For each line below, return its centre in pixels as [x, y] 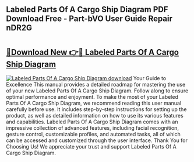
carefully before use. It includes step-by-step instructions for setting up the [96, 109]
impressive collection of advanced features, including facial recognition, [93, 128]
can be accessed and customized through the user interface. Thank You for [97, 140]
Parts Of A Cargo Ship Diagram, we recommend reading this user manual [94, 103]
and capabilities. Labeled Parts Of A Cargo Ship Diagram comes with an [92, 122]
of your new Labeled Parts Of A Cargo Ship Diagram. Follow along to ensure [97, 91]
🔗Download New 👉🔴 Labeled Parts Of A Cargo [93, 52]
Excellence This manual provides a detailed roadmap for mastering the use [96, 85]
